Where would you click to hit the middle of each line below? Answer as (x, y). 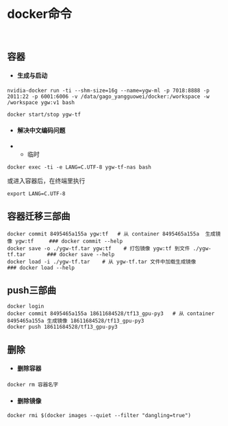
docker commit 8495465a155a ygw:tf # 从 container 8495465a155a (103, 234)
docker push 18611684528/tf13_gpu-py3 (62, 327)
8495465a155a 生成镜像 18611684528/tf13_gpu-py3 (76, 321)
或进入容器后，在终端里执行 (46, 180)
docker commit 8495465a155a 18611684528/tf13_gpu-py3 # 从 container (111, 314)
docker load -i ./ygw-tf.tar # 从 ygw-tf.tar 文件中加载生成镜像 (102, 262)
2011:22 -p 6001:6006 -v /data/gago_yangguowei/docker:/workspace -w (109, 97)
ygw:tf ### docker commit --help (69, 241)
